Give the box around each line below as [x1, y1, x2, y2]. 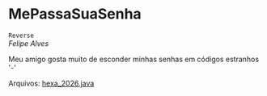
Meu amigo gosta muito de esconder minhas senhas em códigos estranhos [8, 54, 260, 64]
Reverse [8, 31, 35, 40]
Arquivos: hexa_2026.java [8, 78, 95, 88]
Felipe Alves [8, 38, 49, 48]
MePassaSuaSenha [8, 5, 142, 23]
